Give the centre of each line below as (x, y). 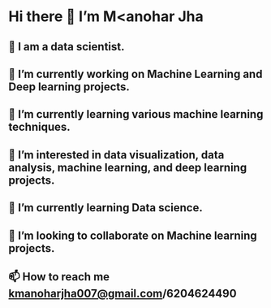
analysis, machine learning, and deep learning (128, 167)
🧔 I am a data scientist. (67, 47)
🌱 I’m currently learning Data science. (105, 208)
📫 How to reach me (59, 277)
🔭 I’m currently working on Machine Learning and (135, 74)
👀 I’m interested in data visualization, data (116, 155)
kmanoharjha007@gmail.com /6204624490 (123, 293)
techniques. (39, 127)
